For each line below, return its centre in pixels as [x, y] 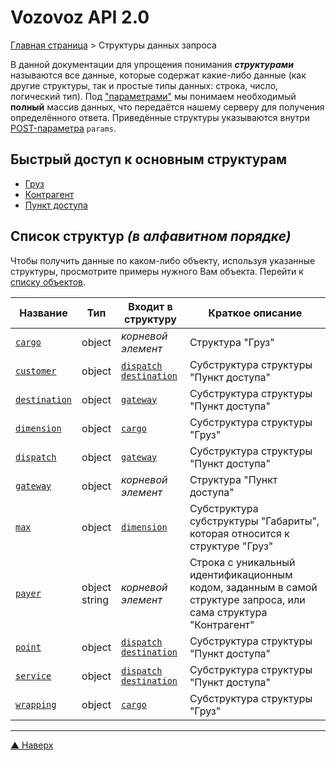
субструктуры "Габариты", [254, 521]
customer [36, 370]
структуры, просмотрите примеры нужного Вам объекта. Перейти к [157, 271]
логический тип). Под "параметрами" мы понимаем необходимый [153, 96]
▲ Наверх [32, 745]
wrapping [36, 704]
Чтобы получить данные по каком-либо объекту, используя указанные [163, 260]
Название [43, 313]
